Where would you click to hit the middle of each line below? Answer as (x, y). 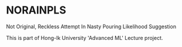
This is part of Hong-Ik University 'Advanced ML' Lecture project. (85, 38)
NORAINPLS (36, 10)
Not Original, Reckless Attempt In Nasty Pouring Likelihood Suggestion (91, 26)
